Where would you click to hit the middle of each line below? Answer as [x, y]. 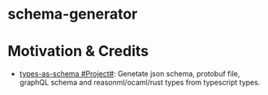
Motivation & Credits [78, 52]
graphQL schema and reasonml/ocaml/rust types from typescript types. [140, 83]
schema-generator [73, 14]
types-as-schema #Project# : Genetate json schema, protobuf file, [130, 74]
